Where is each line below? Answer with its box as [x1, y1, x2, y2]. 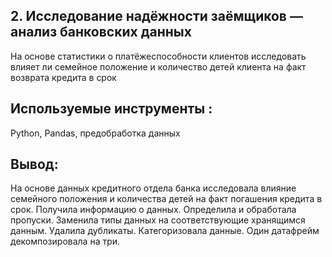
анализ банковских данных [10, 24, 192, 41]
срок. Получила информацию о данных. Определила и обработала [10, 204, 297, 216]
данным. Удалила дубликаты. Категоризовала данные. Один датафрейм [10, 225, 320, 237]
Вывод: [10, 156, 59, 173]
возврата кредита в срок [10, 71, 117, 83]
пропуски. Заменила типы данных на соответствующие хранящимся [10, 214, 306, 226]
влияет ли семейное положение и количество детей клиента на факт [10, 60, 307, 73]
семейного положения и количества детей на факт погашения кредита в [10, 193, 323, 205]
